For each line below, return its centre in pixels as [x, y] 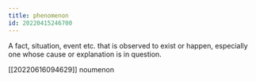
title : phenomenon [38, 15]
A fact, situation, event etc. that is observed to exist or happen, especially [128, 45]
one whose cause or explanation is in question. [85, 54]
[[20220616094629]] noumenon [61, 69]
